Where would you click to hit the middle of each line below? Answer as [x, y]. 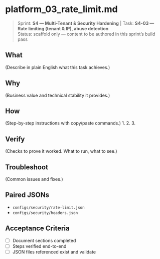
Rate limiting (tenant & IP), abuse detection [63, 28]
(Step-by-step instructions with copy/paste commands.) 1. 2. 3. [70, 123]
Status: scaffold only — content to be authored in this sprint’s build [86, 34]
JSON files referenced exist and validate [54, 252]
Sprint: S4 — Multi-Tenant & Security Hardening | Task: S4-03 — [86, 23]
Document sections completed [44, 240]
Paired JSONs [27, 195]
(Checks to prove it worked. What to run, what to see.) [61, 151]
